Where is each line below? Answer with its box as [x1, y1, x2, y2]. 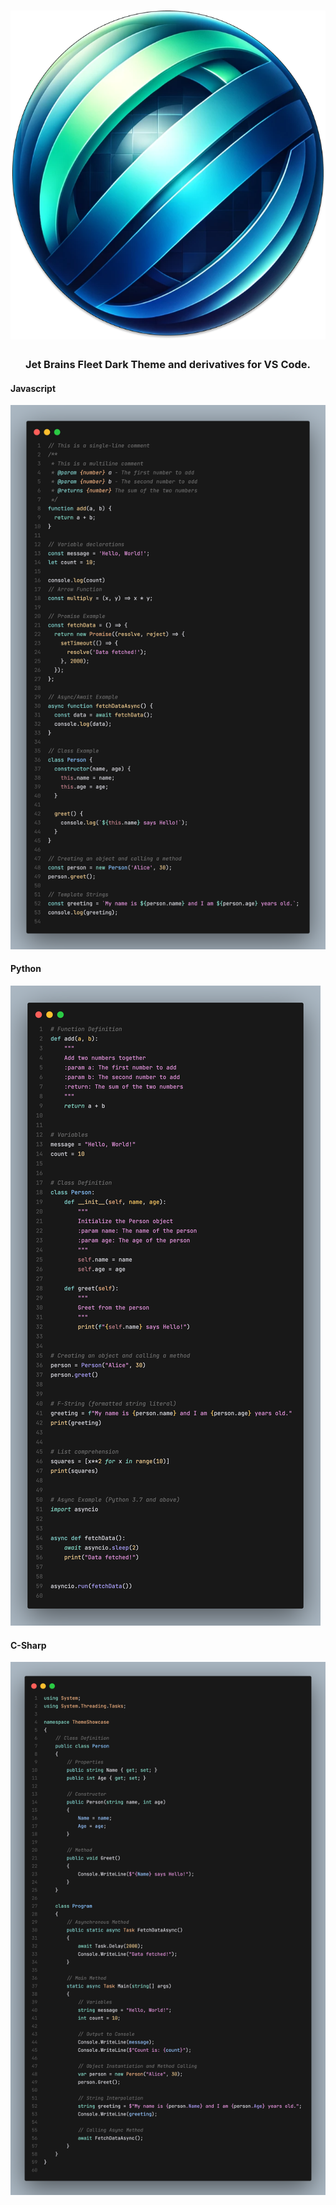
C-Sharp [10, 1639, 47, 1651]
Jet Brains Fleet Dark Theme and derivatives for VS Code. [24, 358, 312, 372]
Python [10, 963, 42, 975]
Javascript [10, 382, 57, 394]
